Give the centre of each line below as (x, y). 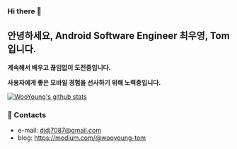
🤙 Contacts (27, 114)
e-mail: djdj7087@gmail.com (59, 131)
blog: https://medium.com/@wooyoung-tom (82, 138)
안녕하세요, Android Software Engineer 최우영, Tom (118, 36)
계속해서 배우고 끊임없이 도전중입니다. (59, 67)
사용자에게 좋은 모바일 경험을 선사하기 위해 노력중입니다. (84, 82)
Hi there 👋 (25, 11)
